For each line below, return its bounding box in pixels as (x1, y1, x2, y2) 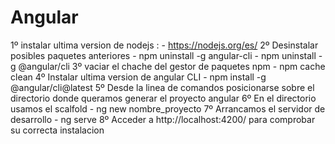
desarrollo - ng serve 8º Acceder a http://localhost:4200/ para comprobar (10, 113, 316, 125)
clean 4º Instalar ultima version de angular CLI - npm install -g (10, 71, 267, 83)
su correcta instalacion (10, 124, 105, 136)
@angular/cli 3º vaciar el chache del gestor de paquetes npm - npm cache (18, 60, 326, 72)
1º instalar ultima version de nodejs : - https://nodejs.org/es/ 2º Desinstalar (10, 39, 319, 51)
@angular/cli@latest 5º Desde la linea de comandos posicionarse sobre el (10, 81, 315, 93)
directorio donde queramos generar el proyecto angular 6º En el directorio (10, 92, 317, 104)
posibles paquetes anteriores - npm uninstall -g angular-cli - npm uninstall (10, 49, 317, 61)
